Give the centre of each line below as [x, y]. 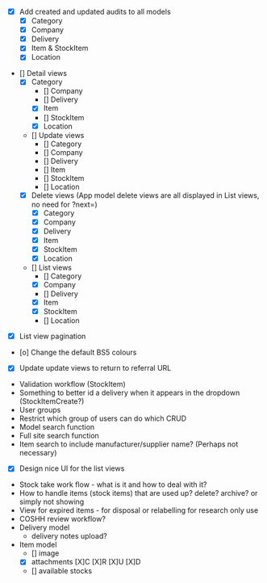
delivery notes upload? [69, 536]
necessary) [38, 453]
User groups [40, 410]
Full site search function [59, 436]
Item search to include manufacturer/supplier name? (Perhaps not [129, 444]
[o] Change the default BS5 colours [78, 352]
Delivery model [44, 527]
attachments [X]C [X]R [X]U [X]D [86, 562]
